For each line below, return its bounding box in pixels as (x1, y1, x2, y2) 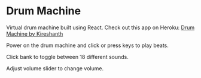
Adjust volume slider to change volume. (6, 64, 103, 72)
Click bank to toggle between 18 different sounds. (6, 53, 129, 60)
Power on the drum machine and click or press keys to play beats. (6, 42, 169, 49)
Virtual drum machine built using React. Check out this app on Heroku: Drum (6, 24, 195, 31)
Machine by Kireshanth (6, 30, 63, 37)
